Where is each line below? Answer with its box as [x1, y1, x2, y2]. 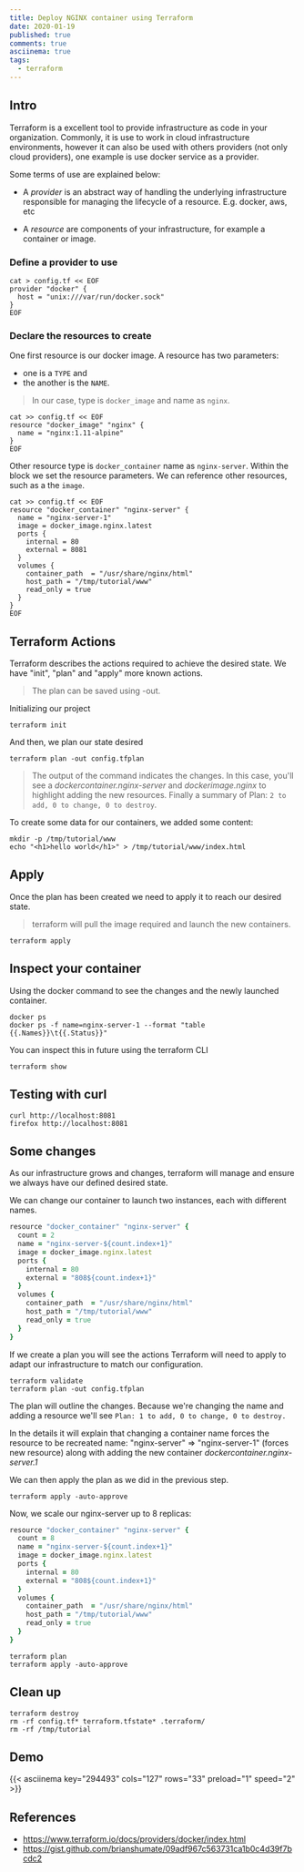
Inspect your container [9, 961, 142, 977]
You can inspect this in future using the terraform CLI [9, 1044, 208, 1055]
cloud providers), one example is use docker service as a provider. [9, 151, 259, 162]
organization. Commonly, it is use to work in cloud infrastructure [9, 131, 250, 142]
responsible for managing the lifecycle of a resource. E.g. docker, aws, [22, 196, 288, 207]
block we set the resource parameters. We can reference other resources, [9, 470, 288, 481]
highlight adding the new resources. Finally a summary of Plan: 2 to [31, 790, 287, 801]
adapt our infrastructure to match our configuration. [9, 1358, 204, 1369]
